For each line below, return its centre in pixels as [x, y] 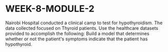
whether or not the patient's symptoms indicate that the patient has [77, 39]
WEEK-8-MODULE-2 [50, 9]
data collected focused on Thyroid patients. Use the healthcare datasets [82, 28]
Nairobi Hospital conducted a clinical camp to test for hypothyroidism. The [84, 23]
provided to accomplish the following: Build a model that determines [77, 33]
